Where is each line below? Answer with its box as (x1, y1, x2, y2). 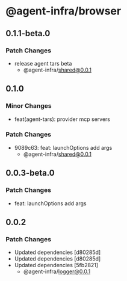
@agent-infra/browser (5, 4, 122, 18)
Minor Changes (5, 102, 52, 110)
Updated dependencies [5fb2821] (14, 262, 99, 269)
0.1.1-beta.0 (5, 28, 51, 39)
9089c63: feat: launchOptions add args (14, 144, 113, 151)
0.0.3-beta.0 (5, 168, 55, 178)
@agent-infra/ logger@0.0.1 (23, 268, 91, 275)
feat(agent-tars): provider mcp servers (14, 116, 111, 123)
